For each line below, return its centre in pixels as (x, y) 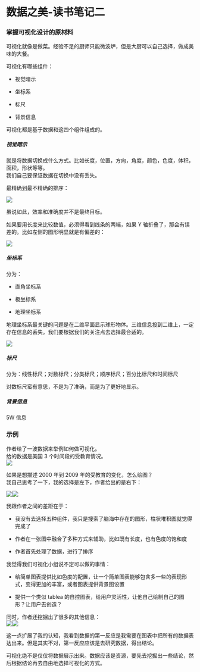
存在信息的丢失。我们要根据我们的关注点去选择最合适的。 (76, 332)
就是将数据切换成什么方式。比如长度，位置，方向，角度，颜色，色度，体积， (100, 161)
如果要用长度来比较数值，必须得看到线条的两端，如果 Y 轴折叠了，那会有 (96, 224)
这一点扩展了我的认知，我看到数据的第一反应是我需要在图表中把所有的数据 (97, 635)
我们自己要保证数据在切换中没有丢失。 (53, 176)
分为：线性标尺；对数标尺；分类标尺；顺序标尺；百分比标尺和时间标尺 (92, 374)
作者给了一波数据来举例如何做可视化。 (53, 448)
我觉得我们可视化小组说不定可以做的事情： (58, 564)
